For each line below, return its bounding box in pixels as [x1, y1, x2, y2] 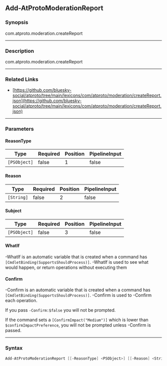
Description [5, 47, 34, 54]
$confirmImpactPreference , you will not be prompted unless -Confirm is [5, 322, 151, 328]
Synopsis [5, 19, 28, 26]
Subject [5, 208, 22, 214]
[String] [7, 194, 28, 200]
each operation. [5, 298, 38, 304]
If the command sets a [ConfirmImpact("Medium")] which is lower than [5, 317, 149, 323]
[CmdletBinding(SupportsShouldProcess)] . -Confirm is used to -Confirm [5, 292, 152, 298]
